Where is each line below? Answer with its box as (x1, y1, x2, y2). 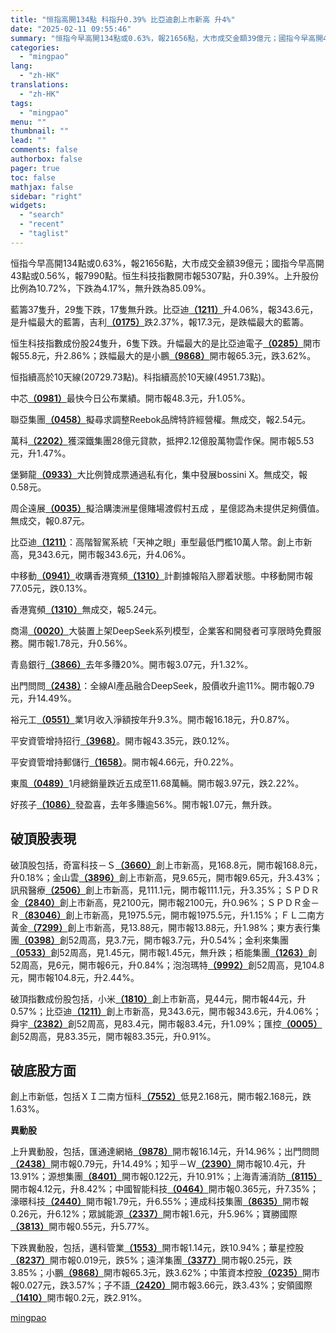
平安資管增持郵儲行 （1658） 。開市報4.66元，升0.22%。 (10, 756, 239, 768)
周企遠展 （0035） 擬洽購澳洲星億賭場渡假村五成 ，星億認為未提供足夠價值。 (10, 502, 325, 514)
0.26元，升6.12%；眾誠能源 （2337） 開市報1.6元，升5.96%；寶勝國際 (10, 1208, 298, 1220)
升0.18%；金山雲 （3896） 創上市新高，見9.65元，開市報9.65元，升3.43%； (10, 871, 323, 883)
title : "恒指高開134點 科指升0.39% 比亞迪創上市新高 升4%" (10, 14, 236, 25)
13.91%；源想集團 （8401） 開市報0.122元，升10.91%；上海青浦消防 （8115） (10, 1171, 323, 1183)
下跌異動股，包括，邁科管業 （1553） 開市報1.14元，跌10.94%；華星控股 (10, 1242, 305, 1254)
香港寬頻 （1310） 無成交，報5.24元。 (10, 603, 162, 615)
